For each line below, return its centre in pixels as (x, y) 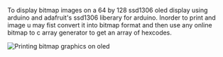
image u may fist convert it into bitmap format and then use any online (110, 25)
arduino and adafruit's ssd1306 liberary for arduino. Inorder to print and (112, 18)
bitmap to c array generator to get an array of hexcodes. (90, 32)
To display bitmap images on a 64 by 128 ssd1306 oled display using (108, 10)
